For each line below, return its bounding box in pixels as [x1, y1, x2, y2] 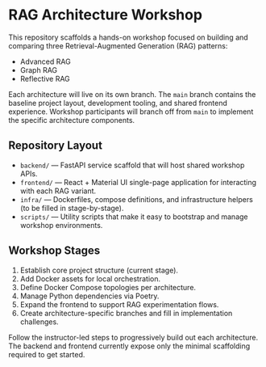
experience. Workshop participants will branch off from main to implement [8, 107, 254, 116]
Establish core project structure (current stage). [19, 265, 179, 275]
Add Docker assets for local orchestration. [19, 273, 161, 284]
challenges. [19, 317, 59, 327]
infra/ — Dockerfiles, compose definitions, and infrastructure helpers [19, 194, 254, 204]
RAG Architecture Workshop [8, 6, 203, 24]
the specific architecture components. [8, 115, 135, 124]
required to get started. [8, 349, 85, 359]
